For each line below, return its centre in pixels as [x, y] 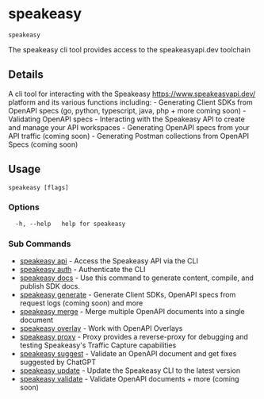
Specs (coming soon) [43, 144]
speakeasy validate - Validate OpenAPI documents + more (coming [129, 379]
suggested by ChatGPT [58, 363]
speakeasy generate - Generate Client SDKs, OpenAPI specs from [128, 295]
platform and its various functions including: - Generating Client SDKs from [130, 102]
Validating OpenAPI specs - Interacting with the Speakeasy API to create [127, 119]
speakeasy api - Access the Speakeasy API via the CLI [109, 261]
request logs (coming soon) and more [81, 303]
